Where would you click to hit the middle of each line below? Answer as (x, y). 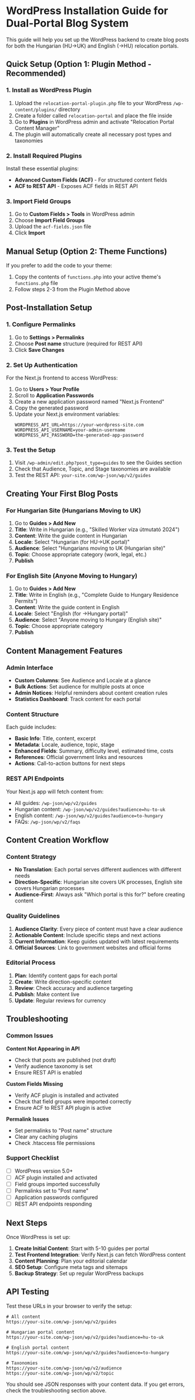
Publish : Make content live (47, 994)
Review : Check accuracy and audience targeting (74, 988)
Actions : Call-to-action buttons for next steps (70, 763)
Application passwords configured (56, 1197)
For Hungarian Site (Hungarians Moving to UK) (74, 511)
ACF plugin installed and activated (56, 1177)
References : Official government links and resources (79, 757)
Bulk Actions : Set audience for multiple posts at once (79, 686)
